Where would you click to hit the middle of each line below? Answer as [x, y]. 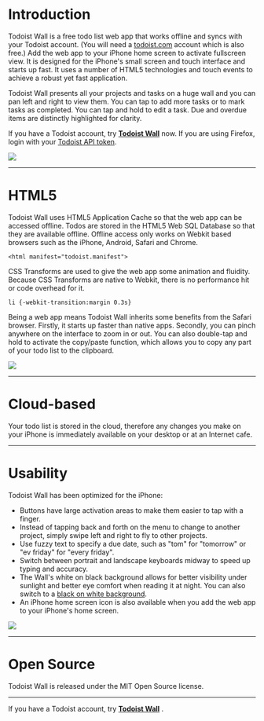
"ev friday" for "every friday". [67, 552]
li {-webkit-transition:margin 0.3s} [70, 302]
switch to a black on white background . [83, 594]
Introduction [49, 15]
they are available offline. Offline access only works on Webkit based [120, 234]
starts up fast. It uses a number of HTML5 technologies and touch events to [130, 69]
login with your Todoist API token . [62, 141]
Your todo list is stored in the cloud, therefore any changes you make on [125, 426]
